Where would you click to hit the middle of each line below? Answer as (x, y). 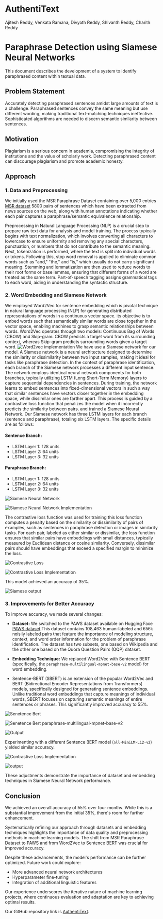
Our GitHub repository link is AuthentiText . (47, 911)
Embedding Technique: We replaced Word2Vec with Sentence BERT (81, 659)
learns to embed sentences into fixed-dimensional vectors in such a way (78, 388)
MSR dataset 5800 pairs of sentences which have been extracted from (76, 206)
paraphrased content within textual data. (46, 76)
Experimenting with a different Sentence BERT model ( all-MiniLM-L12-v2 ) (79, 742)
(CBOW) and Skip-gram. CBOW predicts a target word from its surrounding (80, 337)
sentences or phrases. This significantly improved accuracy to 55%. (80, 704)
